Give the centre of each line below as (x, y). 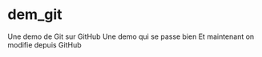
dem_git (35, 15)
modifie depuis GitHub (44, 44)
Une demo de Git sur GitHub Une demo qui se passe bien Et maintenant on (131, 36)
